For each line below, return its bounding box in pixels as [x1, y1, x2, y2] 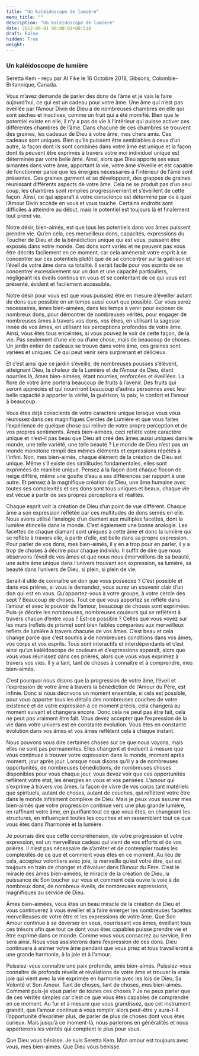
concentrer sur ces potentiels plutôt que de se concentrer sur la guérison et [6, 256, 191, 263]
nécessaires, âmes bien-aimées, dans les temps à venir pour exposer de [6, 305, 184, 312]
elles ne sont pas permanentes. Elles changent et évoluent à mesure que [6, 745, 184, 752]
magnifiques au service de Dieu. [6, 889, 85, 896]
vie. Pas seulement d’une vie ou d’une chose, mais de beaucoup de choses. [6, 336, 191, 343]
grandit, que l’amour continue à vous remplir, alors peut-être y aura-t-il [6, 1006, 179, 1014]
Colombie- [152, 75, 178, 82]
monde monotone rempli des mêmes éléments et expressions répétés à [6, 447, 181, 454]
